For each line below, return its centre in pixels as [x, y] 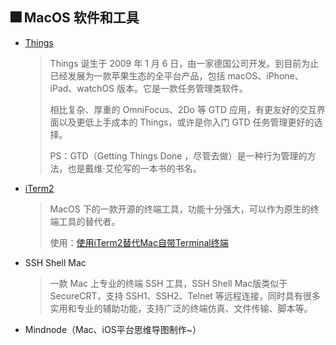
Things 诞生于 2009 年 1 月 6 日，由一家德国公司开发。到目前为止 [184, 63]
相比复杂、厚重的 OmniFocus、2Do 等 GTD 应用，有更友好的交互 [183, 109]
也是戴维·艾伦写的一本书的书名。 [134, 168]
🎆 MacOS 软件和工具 [75, 18]
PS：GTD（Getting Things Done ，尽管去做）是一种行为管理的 [178, 155]
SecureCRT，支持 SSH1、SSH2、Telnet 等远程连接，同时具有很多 [185, 295]
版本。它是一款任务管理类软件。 [182, 88]
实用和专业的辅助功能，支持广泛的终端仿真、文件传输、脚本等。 [181, 308]
